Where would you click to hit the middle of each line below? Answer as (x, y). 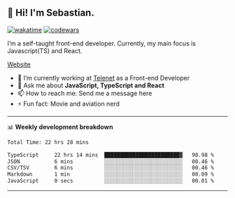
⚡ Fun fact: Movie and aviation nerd (69, 104)
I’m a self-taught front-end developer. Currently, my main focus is (101, 43)
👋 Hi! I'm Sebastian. (51, 13)
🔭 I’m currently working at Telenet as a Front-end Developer (104, 78)
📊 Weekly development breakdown (60, 127)
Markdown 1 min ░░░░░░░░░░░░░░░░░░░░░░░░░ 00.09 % (111, 175)
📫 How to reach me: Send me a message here (85, 93)
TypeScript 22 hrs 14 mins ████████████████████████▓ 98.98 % (111, 155)
